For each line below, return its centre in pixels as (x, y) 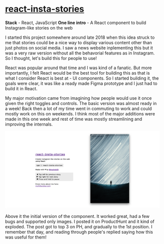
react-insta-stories (45, 9)
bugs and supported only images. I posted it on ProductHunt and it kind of (80, 221)
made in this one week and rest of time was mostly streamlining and (74, 119)
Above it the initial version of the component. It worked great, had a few (77, 217)
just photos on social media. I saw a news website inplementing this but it (79, 48)
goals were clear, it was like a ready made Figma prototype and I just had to (81, 83)
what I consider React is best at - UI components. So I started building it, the (82, 78)
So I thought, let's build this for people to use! (51, 58)
